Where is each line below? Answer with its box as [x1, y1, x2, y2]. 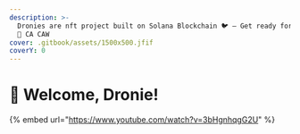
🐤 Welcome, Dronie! [9, 85, 159, 105]
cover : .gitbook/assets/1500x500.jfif [9, 38, 154, 47]
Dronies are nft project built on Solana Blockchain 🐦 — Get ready [17, 21, 277, 30]
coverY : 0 [9, 46, 46, 55]
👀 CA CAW [17, 29, 50, 38]
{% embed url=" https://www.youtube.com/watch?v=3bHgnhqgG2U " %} [9, 114, 276, 125]
